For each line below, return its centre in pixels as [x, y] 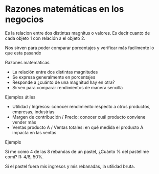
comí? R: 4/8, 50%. [24, 157]
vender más [24, 122]
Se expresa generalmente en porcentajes [54, 77]
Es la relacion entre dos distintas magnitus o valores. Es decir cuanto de [78, 33]
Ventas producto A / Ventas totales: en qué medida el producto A [78, 127]
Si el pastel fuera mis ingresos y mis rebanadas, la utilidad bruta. [70, 166]
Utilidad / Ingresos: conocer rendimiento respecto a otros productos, [81, 106]
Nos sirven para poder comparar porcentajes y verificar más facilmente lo [79, 48]
